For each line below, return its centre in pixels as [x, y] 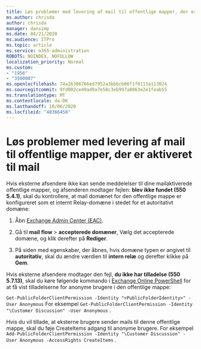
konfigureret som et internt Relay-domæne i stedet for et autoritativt [90, 203]
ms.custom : [20, 67]
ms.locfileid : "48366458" [38, 112]
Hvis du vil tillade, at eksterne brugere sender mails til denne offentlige [93, 322]
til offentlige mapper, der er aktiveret [99, 154]
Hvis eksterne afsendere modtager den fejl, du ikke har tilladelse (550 [93, 274]
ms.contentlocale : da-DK [37, 101]
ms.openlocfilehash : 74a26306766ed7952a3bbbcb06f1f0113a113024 [87, 84]
